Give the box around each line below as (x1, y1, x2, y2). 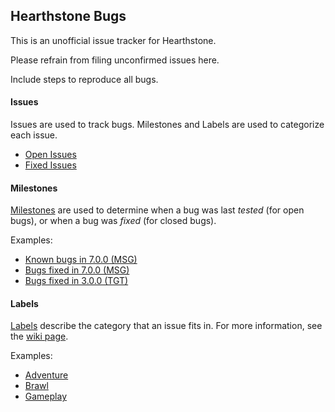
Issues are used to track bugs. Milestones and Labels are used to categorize (10, 119, 325, 131)
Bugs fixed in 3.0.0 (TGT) (24, 275, 129, 287)
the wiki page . (10, 330, 69, 343)
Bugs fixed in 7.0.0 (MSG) (24, 264, 130, 276)
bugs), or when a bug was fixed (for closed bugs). (10, 215, 217, 227)
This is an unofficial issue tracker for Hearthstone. (10, 34, 217, 46)
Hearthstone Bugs (10, 8, 127, 25)
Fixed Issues (24, 159, 77, 171)
